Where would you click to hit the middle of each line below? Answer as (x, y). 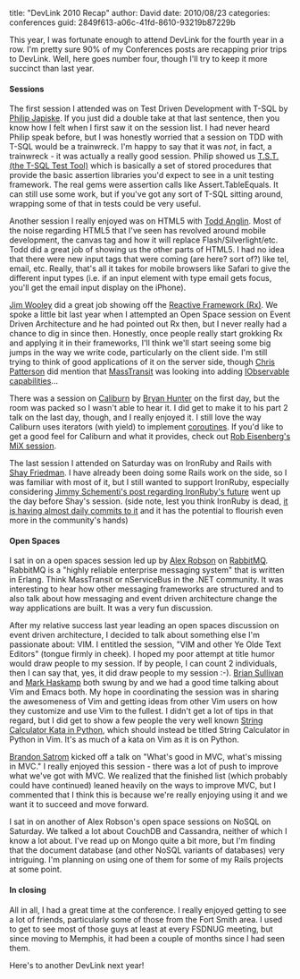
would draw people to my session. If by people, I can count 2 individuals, (143, 664)
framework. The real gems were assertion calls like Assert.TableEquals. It (144, 185)
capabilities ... (33, 381)
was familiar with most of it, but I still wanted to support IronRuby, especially (150, 482)
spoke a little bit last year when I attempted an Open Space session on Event (150, 315)
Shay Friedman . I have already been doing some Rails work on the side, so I (148, 472)
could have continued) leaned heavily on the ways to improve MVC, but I (143, 786)
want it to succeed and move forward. (79, 804)
